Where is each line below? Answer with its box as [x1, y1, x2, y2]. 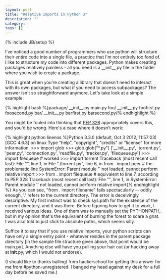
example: [5, 95, 24, 101]
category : [5, 21, 26, 26]
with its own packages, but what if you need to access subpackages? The [5, 85, 156, 91]
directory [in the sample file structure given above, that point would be [5, 238, 149, 245]
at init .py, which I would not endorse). [5, 249, 83, 255]
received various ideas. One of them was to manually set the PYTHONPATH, [5, 208, 161, 214]
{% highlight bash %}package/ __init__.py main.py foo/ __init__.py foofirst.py [5, 105, 160, 111]
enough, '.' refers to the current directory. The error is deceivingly [5, 192, 139, 198]
